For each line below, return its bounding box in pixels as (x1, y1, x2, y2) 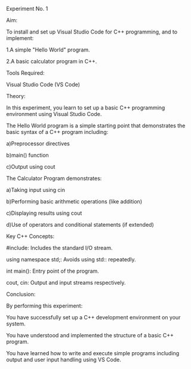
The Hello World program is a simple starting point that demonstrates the (6, 122, 186, 129)
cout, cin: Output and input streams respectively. (6, 279, 127, 286)
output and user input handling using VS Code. (6, 356, 121, 363)
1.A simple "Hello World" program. (6, 46, 91, 53)
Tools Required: (6, 69, 45, 77)
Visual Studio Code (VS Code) (6, 81, 81, 88)
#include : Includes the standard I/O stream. (6, 245, 113, 251)
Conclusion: (6, 291, 36, 298)
